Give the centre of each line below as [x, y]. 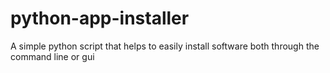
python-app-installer [100, 18]
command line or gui [52, 56]
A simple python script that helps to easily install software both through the [165, 46]
